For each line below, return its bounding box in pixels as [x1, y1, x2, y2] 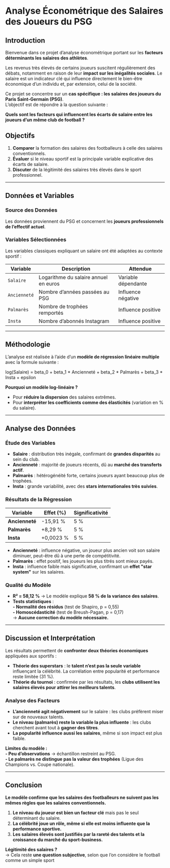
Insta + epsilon [5, 374, 36, 380]
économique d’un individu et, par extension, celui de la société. [5, 81, 137, 87]
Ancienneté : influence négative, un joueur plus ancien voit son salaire [12, 547, 160, 553]
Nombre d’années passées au [38, 288, 110, 295]
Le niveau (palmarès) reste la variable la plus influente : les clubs [12, 719, 152, 725]
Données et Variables [5, 191, 74, 200]
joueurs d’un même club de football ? [5, 117, 85, 123]
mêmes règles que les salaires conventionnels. [5, 799, 106, 806]
